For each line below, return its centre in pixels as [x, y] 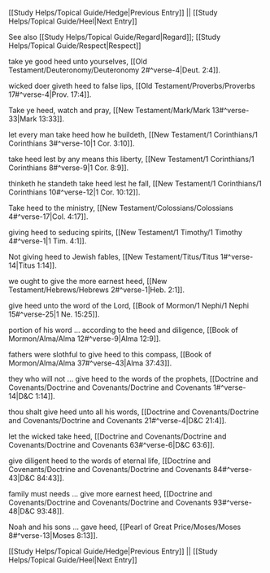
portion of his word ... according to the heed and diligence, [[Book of [123, 330]
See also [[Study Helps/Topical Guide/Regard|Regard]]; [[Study [115, 37]
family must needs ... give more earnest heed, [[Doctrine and [111, 494]
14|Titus [22, 265]
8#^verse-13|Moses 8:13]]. [53, 536]
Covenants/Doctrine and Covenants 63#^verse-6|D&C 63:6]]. [112, 445]
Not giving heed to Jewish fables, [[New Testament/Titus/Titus [113, 257]
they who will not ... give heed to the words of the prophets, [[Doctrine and [133, 379]
